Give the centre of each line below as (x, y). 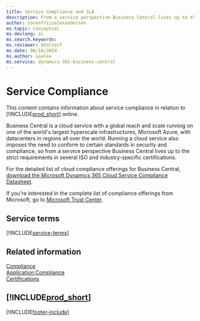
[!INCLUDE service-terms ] (38, 233)
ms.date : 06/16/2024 (32, 51)
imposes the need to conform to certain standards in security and (87, 145)
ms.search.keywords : (32, 39)
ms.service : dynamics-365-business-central (61, 62)
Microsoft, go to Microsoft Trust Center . (55, 200)
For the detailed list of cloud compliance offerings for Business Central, (93, 169)
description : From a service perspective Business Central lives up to (97, 17)
